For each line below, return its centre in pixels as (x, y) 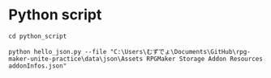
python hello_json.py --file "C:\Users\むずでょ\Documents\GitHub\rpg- (130, 51)
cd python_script (38, 36)
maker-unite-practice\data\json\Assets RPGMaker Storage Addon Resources (136, 59)
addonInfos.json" (38, 66)
